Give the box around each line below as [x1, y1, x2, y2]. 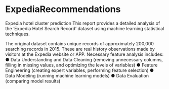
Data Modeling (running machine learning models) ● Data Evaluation [5, 72, 149, 78]
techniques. [5, 31, 30, 37]
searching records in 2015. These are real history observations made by [5, 46, 155, 52]
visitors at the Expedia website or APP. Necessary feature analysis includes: [5, 51, 163, 57]
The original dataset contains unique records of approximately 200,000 [5, 40, 154, 46]
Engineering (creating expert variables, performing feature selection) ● [5, 67, 154, 73]
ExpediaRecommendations [5, 4, 121, 15]
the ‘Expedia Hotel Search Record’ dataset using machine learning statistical [5, 25, 164, 31]
